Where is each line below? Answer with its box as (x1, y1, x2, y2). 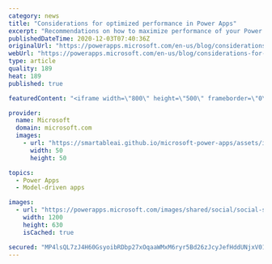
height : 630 (23, 220, 63, 229)
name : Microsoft (15, 117, 70, 125)
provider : (8, 109, 42, 117)
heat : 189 (8, 72, 42, 80)
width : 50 (29, 147, 63, 155)
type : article (8, 57, 57, 66)
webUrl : (8, 49, 35, 57)
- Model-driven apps (15, 184, 85, 192)
